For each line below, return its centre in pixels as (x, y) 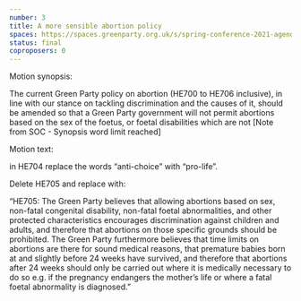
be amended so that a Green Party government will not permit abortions (142, 113)
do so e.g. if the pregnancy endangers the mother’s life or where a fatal (141, 278)
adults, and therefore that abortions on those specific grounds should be (143, 230)
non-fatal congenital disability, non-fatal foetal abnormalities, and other (141, 211)
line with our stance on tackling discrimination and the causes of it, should (146, 103)
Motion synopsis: (41, 76)
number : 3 (28, 17)
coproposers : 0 (38, 51)
